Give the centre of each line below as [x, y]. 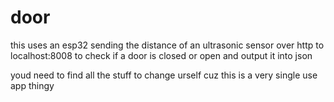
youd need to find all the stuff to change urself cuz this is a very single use [164, 75]
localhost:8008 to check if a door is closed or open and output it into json [161, 55]
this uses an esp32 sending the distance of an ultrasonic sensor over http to [167, 45]
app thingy [32, 85]
